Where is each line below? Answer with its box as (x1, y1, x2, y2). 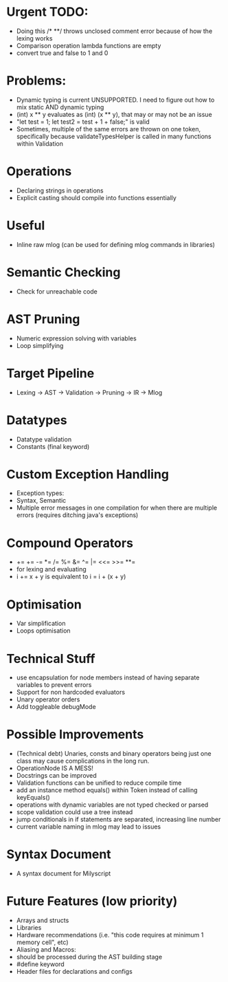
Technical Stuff (6, 651, 95, 666)
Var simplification (16, 620, 66, 628)
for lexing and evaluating (16, 565, 87, 574)
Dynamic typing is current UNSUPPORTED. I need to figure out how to (16, 96, 215, 104)
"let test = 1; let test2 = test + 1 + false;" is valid (16, 118, 150, 126)
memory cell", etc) (16, 938, 69, 946)
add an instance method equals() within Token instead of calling (16, 786, 198, 794)
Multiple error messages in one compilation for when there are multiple (16, 503, 218, 512)
